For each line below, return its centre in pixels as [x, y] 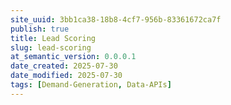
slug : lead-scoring [51, 47]
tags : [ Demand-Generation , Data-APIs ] [91, 85]
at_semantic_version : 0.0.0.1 [73, 57]
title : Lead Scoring [53, 38]
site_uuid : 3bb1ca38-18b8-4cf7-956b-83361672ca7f [116, 19]
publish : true [40, 29]
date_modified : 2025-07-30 [66, 76]
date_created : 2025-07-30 [64, 66]
